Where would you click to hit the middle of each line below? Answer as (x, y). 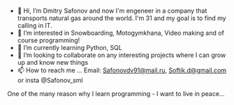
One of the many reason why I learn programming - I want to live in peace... (116, 94)
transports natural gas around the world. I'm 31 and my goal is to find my (122, 18)
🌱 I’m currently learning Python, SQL (70, 48)
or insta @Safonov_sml (50, 80)
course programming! (49, 40)
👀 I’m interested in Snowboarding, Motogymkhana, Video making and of (121, 33)
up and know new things (53, 62)
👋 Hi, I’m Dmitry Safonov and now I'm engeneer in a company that (112, 11)
